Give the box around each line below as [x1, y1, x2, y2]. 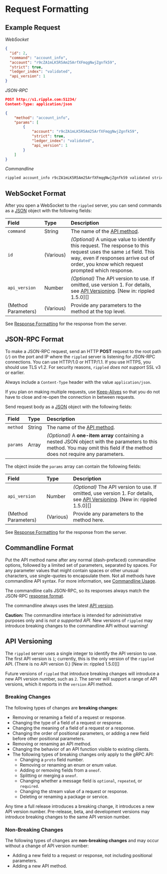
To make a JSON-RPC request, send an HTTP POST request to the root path [5, 348, 162, 354]
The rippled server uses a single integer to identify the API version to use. [5, 650, 158, 656]
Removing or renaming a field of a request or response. [12, 714, 126, 720]
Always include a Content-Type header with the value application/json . [5, 379, 152, 385]
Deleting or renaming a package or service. [19, 793, 109, 799]
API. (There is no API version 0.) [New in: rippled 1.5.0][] [5, 661, 120, 667]
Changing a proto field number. [19, 757, 84, 763]
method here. [73, 516, 104, 523]
